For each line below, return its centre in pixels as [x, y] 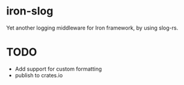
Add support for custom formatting [59, 69]
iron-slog [30, 11]
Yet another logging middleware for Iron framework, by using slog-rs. [92, 28]
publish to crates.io [39, 75]
